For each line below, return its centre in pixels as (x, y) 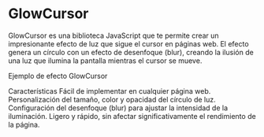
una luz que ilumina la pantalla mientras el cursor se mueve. (105, 61)
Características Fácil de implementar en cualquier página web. (110, 91)
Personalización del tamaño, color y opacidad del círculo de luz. (112, 99)
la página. (24, 124)
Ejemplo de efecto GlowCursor (58, 76)
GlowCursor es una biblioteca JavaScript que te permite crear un (113, 35)
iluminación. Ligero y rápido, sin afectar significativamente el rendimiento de (132, 116)
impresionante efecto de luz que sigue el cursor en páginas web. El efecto (129, 43)
